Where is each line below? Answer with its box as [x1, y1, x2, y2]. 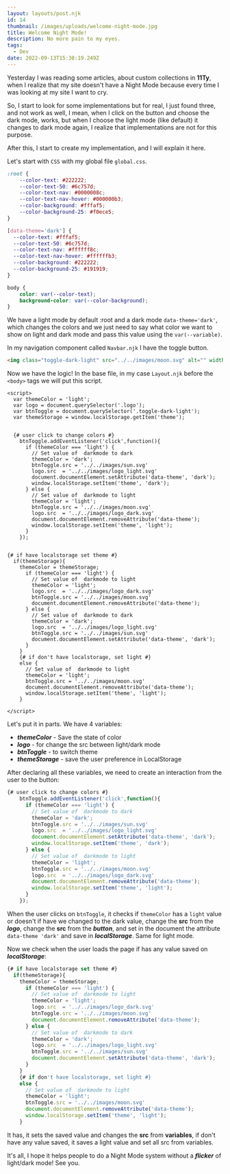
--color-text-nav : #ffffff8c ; [13, 246, 99, 254]
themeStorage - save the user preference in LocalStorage [16, 755, 182, 763]
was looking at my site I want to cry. [7, 88, 108, 96]
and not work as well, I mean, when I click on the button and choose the [7, 108, 210, 117]
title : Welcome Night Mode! [7, 29, 88, 36]
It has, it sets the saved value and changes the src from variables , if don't [7, 1131, 216, 1139]
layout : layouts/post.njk [7, 10, 81, 17]
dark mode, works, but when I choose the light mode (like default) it [7, 116, 199, 124]
